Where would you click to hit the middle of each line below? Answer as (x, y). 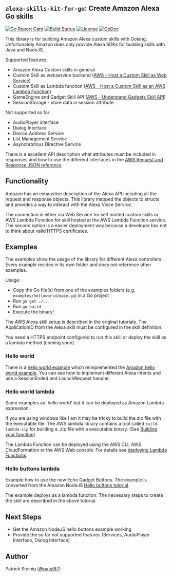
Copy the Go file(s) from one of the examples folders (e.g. (74, 290)
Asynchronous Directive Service (47, 144)
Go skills (19, 17)
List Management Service (40, 139)
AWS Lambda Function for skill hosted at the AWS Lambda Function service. (86, 220)
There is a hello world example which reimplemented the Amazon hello (80, 367)
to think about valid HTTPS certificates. (47, 231)
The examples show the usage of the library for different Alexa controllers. (84, 259)
